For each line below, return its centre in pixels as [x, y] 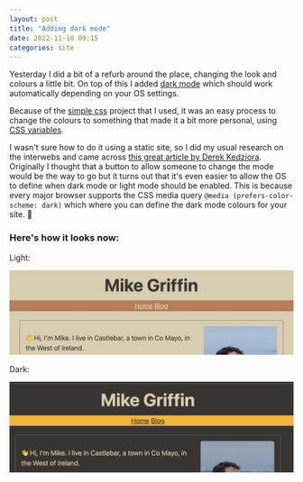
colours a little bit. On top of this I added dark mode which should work [141, 84]
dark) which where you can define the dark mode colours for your [165, 205]
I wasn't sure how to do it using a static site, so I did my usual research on [147, 148]
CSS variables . [37, 130]
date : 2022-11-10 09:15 [54, 38]
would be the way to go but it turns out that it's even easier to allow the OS [148, 177]
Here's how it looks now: [64, 238]
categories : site [42, 48]
